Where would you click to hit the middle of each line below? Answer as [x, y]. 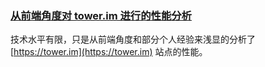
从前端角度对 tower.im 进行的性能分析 [101, 15]
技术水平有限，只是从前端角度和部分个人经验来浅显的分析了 [133, 39]
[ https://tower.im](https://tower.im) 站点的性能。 [109, 52]
